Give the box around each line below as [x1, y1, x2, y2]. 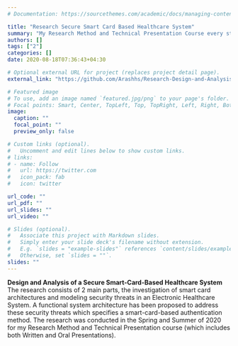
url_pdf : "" [7, 199, 42, 206]
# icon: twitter [7, 180, 62, 188]
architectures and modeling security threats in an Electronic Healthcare [7, 293, 215, 301]
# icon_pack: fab [7, 174, 65, 181]
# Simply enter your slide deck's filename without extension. [7, 239, 204, 246]
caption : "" [13, 115, 50, 122]
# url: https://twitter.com [7, 167, 97, 174]
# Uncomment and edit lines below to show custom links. [7, 147, 186, 155]
